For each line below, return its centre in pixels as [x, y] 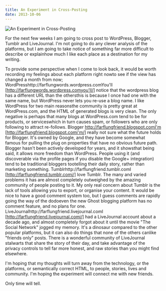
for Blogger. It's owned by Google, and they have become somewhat [75, 138]
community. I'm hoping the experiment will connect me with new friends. [79, 274]
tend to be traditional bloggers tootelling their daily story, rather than [75, 164]
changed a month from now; [34, 79]
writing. [13, 59]
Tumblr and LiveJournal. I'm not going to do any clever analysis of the [76, 43]
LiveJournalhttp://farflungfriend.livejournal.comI [54, 211]
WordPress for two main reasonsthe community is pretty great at [71, 106]
